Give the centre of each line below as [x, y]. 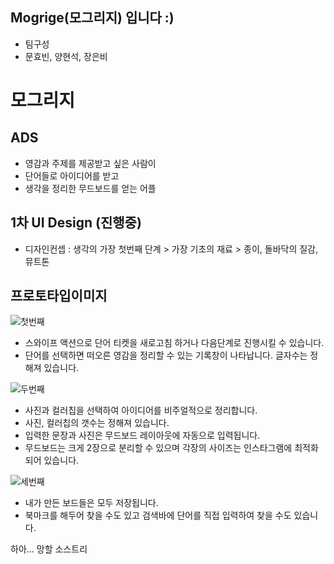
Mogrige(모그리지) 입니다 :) [92, 18]
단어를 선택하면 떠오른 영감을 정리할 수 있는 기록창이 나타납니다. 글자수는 [166, 355]
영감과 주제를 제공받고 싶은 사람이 [90, 163]
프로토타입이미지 [59, 296]
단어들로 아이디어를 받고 [72, 175]
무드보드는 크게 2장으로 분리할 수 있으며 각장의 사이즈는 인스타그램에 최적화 [171, 448]
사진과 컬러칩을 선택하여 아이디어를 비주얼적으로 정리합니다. [141, 410]
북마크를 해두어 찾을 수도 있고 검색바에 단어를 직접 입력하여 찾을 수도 [158, 515]
